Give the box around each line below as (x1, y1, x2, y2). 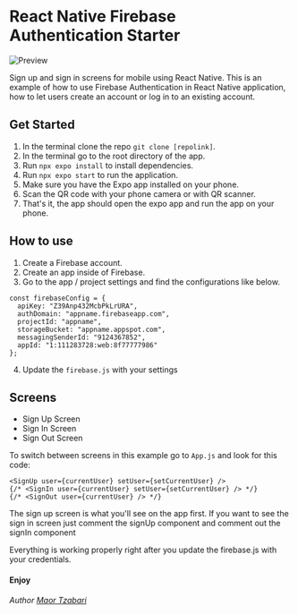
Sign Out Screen (21, 432, 83, 444)
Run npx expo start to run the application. (21, 169, 179, 180)
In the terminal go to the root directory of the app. (21, 150, 206, 161)
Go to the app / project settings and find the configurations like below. (21, 276, 280, 287)
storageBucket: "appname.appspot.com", (17, 325, 166, 334)
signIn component (9, 527, 76, 538)
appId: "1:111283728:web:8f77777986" (17, 340, 158, 350)
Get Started (9, 117, 75, 132)
